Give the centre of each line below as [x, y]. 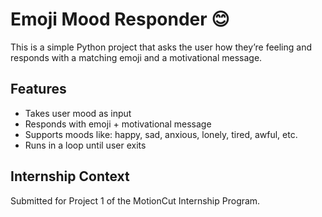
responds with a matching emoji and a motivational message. [136, 57]
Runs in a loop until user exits [85, 145]
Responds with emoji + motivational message [118, 124]
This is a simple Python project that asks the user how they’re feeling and [161, 47]
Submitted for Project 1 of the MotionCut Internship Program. [135, 200]
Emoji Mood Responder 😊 [120, 19]
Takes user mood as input [78, 113]
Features [38, 89]
